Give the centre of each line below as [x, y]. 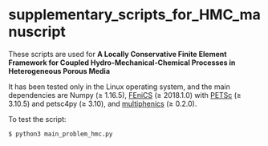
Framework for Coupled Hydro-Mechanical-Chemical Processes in [122, 63]
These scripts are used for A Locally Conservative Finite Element [118, 54]
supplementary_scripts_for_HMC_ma [134, 15]
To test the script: [37, 119]
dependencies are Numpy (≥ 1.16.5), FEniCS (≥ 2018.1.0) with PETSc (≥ [125, 95]
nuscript [37, 32]
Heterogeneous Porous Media [59, 71]
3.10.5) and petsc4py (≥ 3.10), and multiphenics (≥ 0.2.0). [103, 103]
